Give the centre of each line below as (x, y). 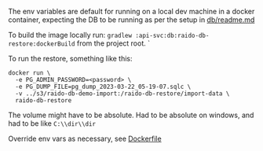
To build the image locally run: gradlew (70, 35)
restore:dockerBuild (42, 44)
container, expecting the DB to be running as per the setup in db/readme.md (131, 20)
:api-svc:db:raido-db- (172, 35)
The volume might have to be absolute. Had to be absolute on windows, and (131, 115)
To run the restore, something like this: (70, 59)
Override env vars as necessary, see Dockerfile (85, 138)
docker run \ (29, 73)
